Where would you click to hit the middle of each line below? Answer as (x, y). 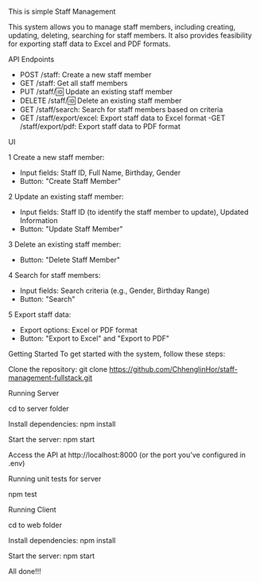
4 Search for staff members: (54, 275)
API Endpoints (31, 59)
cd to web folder (35, 525)
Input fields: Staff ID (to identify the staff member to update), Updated (134, 212)
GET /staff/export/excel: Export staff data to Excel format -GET (122, 118)
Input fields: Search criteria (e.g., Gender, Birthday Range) (115, 291)
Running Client (33, 510)
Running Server (34, 393)
